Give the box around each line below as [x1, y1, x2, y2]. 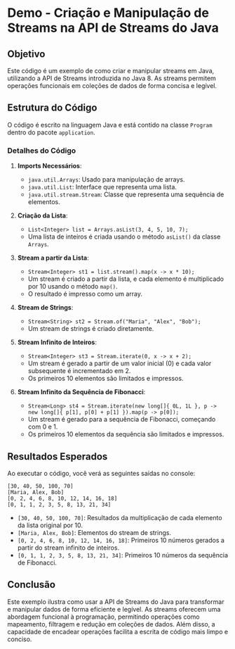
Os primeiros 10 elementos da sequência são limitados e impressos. [27, 430, 224, 439]
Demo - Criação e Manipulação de [7, 5, 209, 21]
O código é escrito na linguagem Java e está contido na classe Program [7, 120, 213, 129]
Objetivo [7, 48, 46, 60]
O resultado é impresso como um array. [27, 290, 142, 298]
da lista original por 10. [17, 521, 83, 529]
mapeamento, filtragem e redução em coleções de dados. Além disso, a [7, 619, 215, 628]
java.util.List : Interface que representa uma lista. [27, 183, 177, 191]
